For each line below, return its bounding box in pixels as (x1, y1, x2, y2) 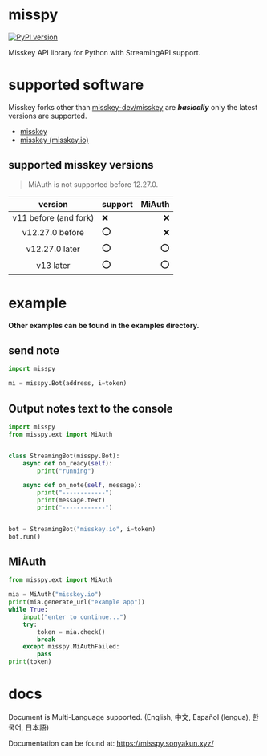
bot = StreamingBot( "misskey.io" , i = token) (8, 525, 156, 533)
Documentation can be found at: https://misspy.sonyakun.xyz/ (8, 738, 214, 748)
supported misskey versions (8, 158, 154, 172)
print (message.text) (37, 496, 106, 505)
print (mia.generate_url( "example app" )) (8, 598, 146, 607)
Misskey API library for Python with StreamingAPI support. (8, 47, 201, 57)
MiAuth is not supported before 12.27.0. (27, 179, 159, 189)
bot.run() (8, 532, 42, 541)
